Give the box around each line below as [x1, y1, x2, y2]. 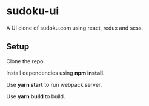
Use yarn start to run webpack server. [6, 81, 102, 88]
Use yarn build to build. [6, 92, 65, 100]
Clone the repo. [6, 57, 45, 64]
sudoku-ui [6, 4, 59, 18]
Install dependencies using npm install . [6, 69, 105, 76]
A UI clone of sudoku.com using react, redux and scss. [6, 24, 144, 31]
